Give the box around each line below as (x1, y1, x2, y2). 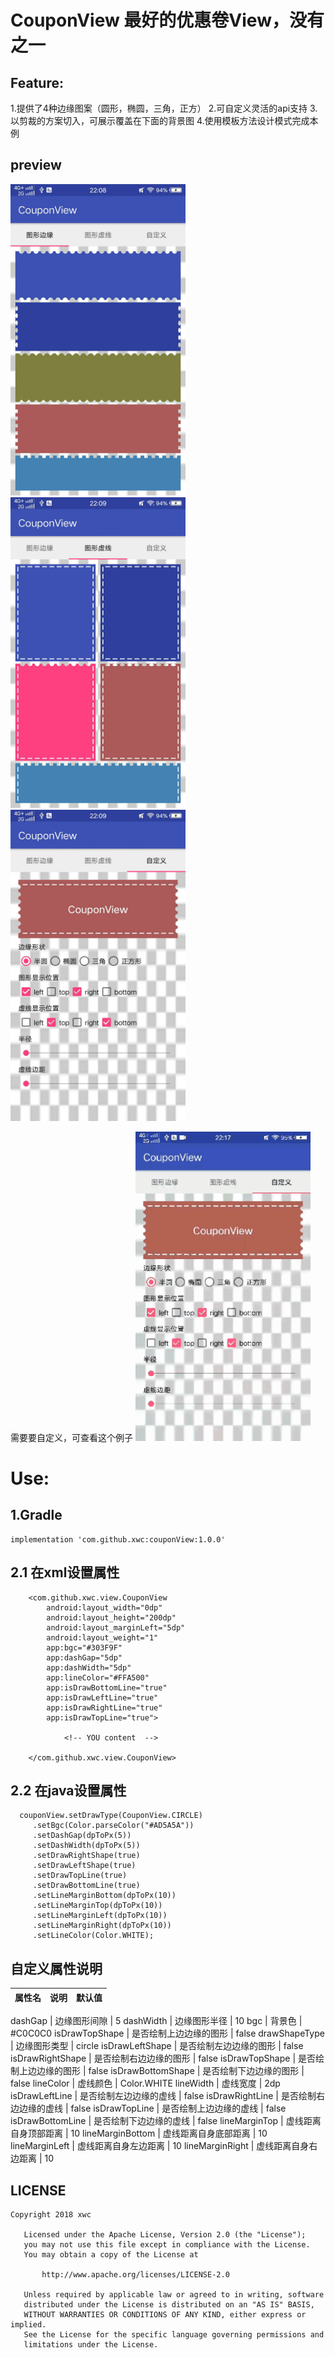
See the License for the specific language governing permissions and (23, 2330, 325, 2340)
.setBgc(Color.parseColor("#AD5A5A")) (32, 1821, 195, 1831)
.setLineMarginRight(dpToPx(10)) (32, 1921, 172, 1931)
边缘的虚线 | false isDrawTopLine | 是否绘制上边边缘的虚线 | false (18, 2102, 287, 2115)
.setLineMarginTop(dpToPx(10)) (32, 1901, 163, 1911)
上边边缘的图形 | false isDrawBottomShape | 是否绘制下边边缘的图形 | (18, 2065, 305, 2077)
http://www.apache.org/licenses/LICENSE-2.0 (41, 2270, 230, 2280)
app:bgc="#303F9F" (46, 1642, 123, 1653)
